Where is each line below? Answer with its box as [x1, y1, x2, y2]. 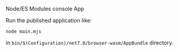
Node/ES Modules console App [5, 5, 85, 12]
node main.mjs [5, 28, 42, 34]
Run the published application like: [5, 17, 92, 24]
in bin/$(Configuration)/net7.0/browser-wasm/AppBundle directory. [5, 39, 174, 46]
